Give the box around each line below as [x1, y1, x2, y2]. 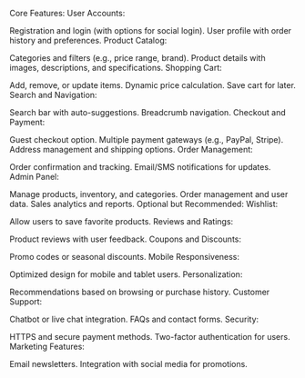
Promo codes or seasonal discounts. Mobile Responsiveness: [9, 252, 239, 262]
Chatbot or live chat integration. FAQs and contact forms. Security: [9, 313, 259, 324]
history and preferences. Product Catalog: [9, 35, 168, 45]
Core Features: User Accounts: [9, 8, 126, 18]
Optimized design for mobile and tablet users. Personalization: [9, 269, 243, 280]
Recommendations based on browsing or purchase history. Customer [9, 286, 270, 297]
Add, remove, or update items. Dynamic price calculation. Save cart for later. [9, 80, 296, 90]
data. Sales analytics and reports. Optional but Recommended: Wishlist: [9, 199, 279, 209]
